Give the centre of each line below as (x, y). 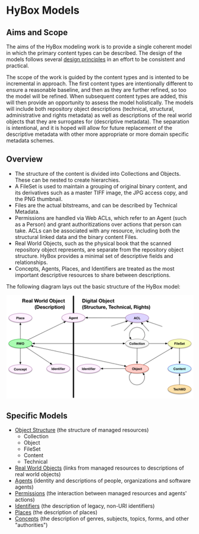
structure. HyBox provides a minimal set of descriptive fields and (94, 256)
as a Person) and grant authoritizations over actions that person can (98, 224)
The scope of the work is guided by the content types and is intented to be (97, 77)
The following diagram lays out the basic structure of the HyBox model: (93, 286)
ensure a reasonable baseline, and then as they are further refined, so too (97, 90)
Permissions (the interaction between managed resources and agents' (101, 493)
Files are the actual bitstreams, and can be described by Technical (96, 205)
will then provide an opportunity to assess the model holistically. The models (100, 103)
